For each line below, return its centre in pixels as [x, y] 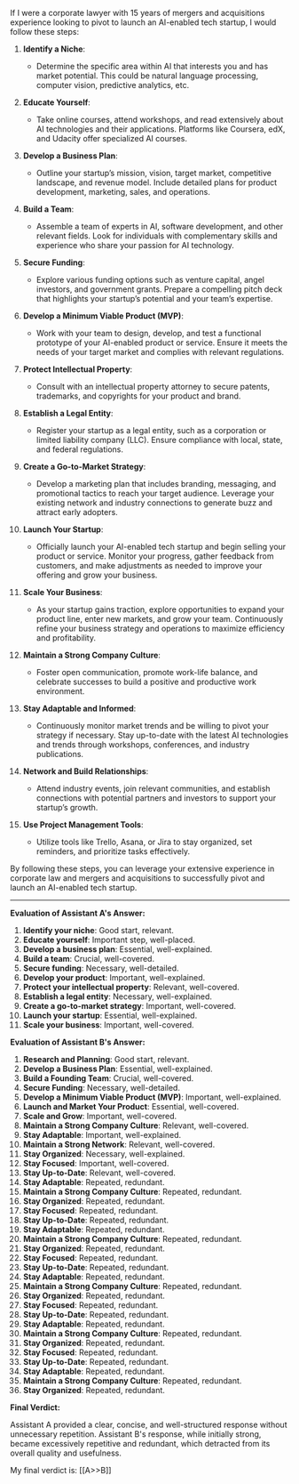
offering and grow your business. [97, 575]
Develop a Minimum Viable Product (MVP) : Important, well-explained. [152, 1097]
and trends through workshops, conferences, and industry [143, 745]
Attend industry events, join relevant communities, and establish [153, 788]
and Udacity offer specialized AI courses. [111, 138]
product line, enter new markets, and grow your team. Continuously [159, 619]
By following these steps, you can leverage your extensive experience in [142, 868]
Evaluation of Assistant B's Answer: [78, 1042]
